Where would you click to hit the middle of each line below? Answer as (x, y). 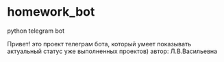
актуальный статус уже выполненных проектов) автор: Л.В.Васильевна (112, 51)
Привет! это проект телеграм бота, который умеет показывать (99, 44)
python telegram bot (36, 31)
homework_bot (51, 12)
